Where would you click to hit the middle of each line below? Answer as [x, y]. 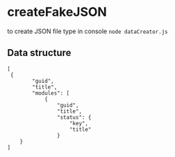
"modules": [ [51, 93]
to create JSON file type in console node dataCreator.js [87, 31]
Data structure [39, 53]
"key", [79, 123]
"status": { [74, 117]
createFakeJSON [57, 12]
